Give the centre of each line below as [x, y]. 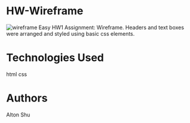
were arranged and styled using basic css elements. [71, 33]
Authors [27, 98]
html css [17, 74]
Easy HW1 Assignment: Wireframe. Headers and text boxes [111, 27]
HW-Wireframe [45, 11]
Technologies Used [55, 58]
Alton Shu [18, 115]
